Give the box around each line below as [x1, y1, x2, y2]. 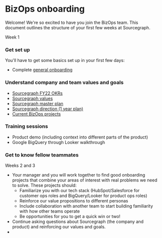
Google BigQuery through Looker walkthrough [12, 139, 105, 145]
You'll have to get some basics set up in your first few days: [5, 58, 125, 63]
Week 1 [5, 34, 20, 40]
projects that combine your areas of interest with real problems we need [12, 177, 158, 183]
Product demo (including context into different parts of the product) [12, 134, 148, 140]
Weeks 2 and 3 [5, 162, 36, 169]
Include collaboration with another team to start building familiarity [19, 203, 153, 209]
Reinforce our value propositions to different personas [19, 198, 128, 204]
